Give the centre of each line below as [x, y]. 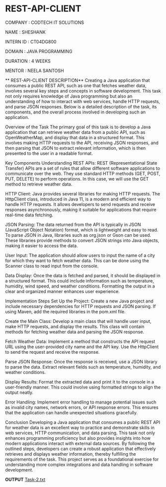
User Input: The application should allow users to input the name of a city [80, 255]
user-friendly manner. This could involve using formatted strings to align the [83, 387]
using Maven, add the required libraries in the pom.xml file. [65, 311]
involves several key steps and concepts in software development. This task [83, 91]
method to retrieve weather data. [39, 184]
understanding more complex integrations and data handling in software [79, 464]
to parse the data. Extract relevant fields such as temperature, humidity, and [83, 367]
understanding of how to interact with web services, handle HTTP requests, [83, 101]
